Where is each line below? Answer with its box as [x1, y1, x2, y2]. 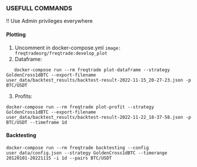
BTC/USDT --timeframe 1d [6, 119, 67, 125]
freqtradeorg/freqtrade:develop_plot [14, 50, 108, 56]
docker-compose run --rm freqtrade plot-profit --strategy [6, 104, 155, 110]
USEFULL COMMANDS [6, 4, 73, 12]
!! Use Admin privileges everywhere [6, 18, 93, 25]
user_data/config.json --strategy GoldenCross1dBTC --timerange [6, 150, 168, 156]
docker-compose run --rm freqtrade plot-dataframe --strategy [14, 66, 170, 73]
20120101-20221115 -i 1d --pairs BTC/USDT [6, 155, 112, 161]
